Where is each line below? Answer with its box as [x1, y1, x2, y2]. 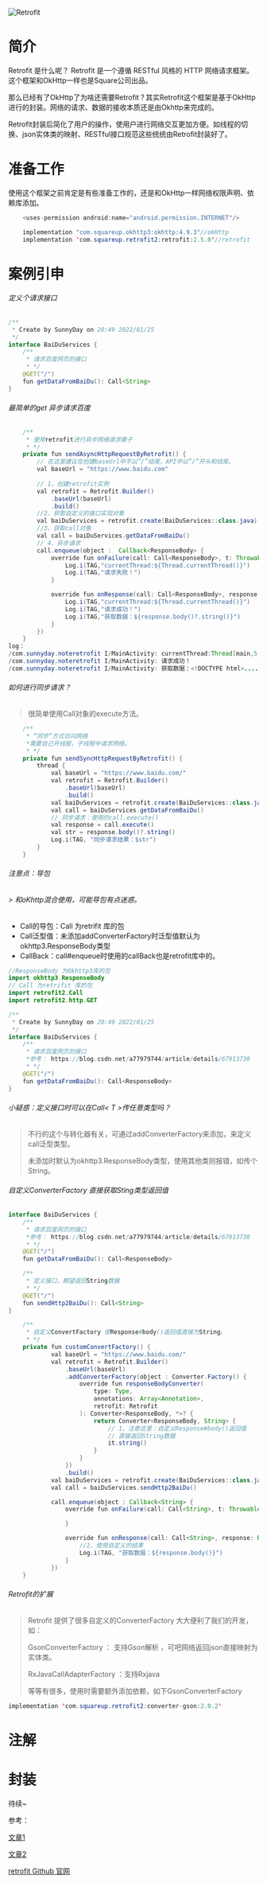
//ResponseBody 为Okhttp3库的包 [8, 967, 111, 975]
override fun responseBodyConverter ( [79, 1380, 204, 1388]
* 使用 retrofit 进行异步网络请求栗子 [25, 435, 133, 443]
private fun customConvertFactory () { [22, 1343, 151, 1351]
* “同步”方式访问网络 [25, 732, 88, 740]
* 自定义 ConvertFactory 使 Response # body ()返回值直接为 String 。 [25, 1328, 226, 1336]
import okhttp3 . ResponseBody [8, 974, 105, 982]
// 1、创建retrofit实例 [37, 480, 110, 488]
